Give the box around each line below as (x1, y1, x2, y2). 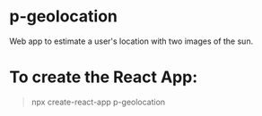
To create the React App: (9, 67, 198, 87)
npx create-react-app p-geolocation (31, 96, 166, 107)
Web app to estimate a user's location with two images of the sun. (9, 36, 254, 46)
